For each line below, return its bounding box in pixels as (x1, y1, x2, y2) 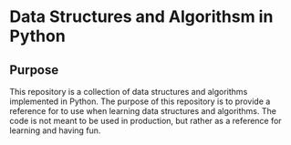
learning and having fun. (9, 125, 101, 136)
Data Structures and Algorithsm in (9, 6, 274, 27)
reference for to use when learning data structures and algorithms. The (9, 106, 276, 116)
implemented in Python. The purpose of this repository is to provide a (9, 96, 271, 107)
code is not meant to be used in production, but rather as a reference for (9, 116, 282, 126)
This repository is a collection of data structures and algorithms (9, 87, 248, 97)
